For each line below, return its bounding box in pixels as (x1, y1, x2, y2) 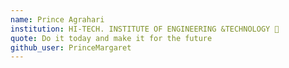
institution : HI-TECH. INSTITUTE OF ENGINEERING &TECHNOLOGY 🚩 (10, 24, 280, 34)
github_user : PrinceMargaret (10, 42, 132, 53)
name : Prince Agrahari (10, 14, 105, 25)
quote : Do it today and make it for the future (10, 33, 213, 43)
